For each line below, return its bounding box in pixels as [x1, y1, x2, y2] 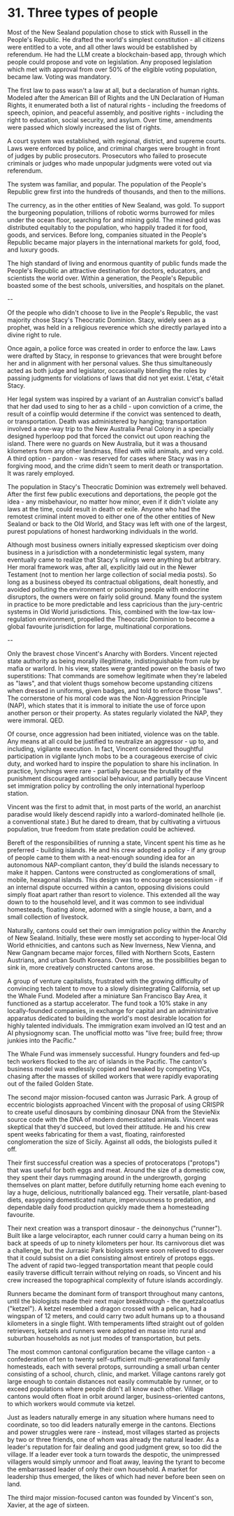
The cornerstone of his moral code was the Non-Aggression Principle [7, 694, 207, 702]
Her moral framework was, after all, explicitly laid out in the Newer [7, 562, 197, 571]
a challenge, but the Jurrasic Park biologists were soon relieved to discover [7, 1246, 224, 1255]
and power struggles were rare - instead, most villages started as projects [7, 1427, 220, 1436]
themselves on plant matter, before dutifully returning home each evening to [7, 1181, 226, 1189]
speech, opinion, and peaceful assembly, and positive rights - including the [7, 108, 224, 117]
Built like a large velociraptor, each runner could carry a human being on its [7, 1231, 224, 1239]
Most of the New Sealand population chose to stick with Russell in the [7, 28, 208, 36]
